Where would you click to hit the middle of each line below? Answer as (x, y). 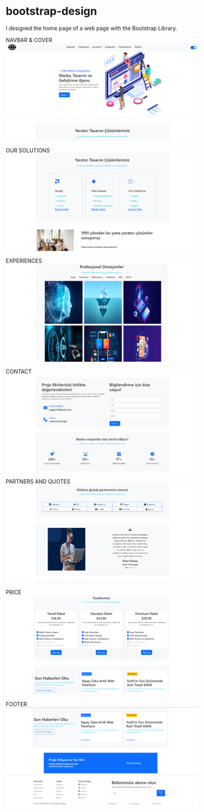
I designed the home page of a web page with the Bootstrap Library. (92, 28)
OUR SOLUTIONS (28, 150)
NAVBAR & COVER (29, 40)
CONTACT (19, 371)
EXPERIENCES (24, 261)
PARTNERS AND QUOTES (38, 481)
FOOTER (16, 704)
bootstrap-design (51, 11)
